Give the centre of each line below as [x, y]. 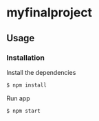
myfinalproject [49, 13]
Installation [26, 58]
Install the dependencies [41, 72]
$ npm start [23, 111]
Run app [18, 98]
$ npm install [27, 85]
